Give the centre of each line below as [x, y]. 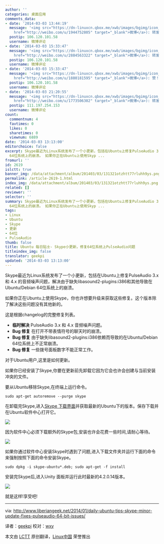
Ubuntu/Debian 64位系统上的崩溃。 [41, 287]
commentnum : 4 [24, 119]
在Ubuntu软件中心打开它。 [32, 412]
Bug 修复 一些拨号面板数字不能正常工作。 [54, 350]
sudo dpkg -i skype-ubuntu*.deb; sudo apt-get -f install [65, 467]
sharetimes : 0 [24, 133]
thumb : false [18, 243]
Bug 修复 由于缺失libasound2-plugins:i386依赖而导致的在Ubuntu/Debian [85, 337]
